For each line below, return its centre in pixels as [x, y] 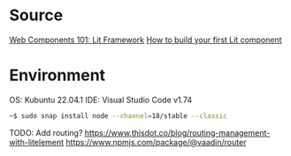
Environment [57, 75]
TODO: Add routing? [46, 132]
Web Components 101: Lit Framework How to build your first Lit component [145, 40]
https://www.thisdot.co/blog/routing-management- [177, 132]
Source [36, 15]
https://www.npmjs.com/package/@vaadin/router [156, 142]
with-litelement [37, 142]
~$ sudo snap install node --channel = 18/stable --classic [118, 115]
